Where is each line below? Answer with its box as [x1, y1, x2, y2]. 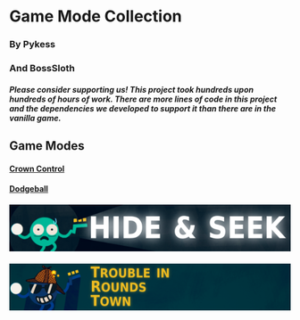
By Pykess [9, 38, 56, 51]
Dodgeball [9, 184, 49, 194]
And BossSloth [9, 62, 76, 75]
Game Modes [9, 138, 85, 153]
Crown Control [9, 163, 65, 174]
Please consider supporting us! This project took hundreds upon [9, 84, 254, 94]
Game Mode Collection [9, 6, 183, 27]
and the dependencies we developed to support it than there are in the [9, 103, 277, 113]
